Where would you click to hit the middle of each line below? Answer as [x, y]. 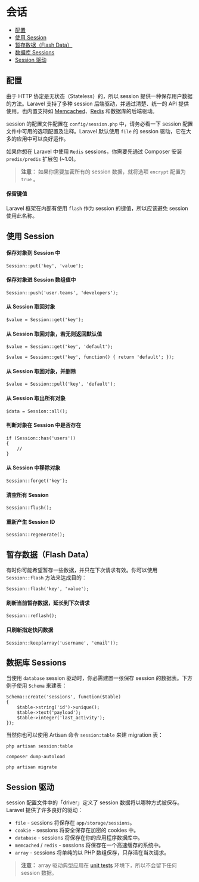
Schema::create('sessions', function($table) [63, 697]
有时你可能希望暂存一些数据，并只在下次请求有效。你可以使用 [82, 570]
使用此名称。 [22, 215]
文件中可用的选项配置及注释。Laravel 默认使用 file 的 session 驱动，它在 [96, 131]
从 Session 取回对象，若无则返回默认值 [54, 334]
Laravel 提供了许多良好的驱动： [45, 810]
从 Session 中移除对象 [33, 468]
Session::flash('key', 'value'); [48, 589]
